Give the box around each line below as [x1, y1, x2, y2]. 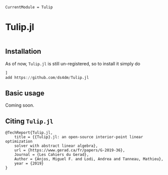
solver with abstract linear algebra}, [14, 143, 98, 148]
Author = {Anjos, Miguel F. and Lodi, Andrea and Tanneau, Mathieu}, [14, 156, 164, 162]
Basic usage [5, 89, 44, 98]
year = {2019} [14, 161, 44, 166]
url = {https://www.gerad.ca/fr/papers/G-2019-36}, [14, 148, 125, 153]
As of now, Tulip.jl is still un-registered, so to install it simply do [5, 60, 140, 66]
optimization [5, 139, 33, 144]
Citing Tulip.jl [5, 117, 53, 125]
